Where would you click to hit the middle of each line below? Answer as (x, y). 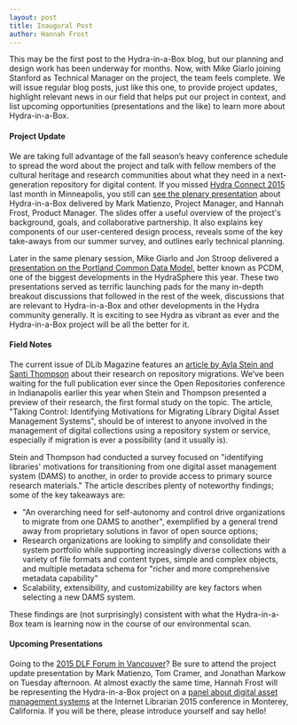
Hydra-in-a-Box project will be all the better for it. (99, 324)
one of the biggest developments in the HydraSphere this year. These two (144, 277)
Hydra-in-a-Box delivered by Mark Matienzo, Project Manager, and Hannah (146, 203)
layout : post (33, 17)
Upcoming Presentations (56, 644)
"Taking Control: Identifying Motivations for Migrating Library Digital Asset (144, 411)
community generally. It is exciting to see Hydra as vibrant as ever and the (145, 315)
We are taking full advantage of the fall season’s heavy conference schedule (148, 155)
